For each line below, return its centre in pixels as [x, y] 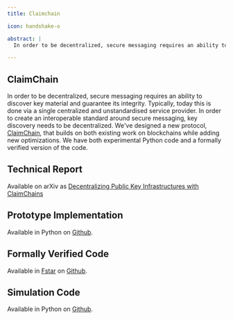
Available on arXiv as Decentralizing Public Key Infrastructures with [103, 186]
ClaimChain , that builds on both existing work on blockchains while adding [113, 133]
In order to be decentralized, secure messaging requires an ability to [105, 96]
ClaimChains [25, 193]
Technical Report [45, 170]
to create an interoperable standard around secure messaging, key [102, 118]
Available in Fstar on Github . [48, 271]
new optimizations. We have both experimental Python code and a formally [114, 140]
